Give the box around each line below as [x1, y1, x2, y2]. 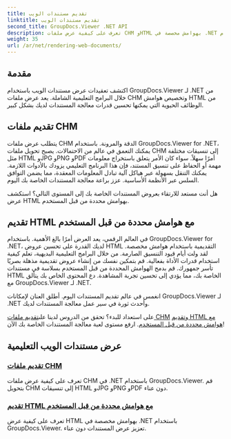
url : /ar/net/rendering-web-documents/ [7, 42, 122, 49]
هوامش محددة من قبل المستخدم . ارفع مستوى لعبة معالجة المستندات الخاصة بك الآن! [7, 320, 225, 329]
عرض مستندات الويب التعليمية [7, 340, 122, 352]
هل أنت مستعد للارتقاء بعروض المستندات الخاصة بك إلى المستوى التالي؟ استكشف [7, 189, 219, 197]
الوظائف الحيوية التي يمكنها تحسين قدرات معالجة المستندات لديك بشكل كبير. [7, 101, 204, 109]
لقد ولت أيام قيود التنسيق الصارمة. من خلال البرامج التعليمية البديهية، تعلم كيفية [7, 249, 208, 257]
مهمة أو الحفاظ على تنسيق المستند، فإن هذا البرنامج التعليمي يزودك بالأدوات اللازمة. [7, 161, 222, 169]
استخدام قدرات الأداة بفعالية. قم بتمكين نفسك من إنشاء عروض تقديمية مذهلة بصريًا [7, 257, 220, 265]
